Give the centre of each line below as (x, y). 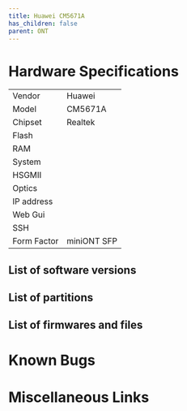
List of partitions (51, 298)
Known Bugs (52, 360)
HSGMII (27, 175)
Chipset (27, 123)
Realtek (81, 123)
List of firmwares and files (76, 325)
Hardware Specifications (94, 71)
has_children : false (43, 24)
